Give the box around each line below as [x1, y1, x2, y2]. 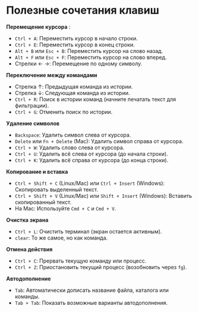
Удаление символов [6, 119, 60, 127]
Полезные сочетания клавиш [6, 4, 159, 17]
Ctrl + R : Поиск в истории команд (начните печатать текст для [14, 96, 177, 103]
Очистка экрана [6, 216, 49, 223]
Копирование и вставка [6, 168, 68, 175]
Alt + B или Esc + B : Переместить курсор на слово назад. [14, 47, 164, 54]
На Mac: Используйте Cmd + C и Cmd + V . [14, 204, 117, 212]
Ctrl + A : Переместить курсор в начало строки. [14, 34, 138, 42]
